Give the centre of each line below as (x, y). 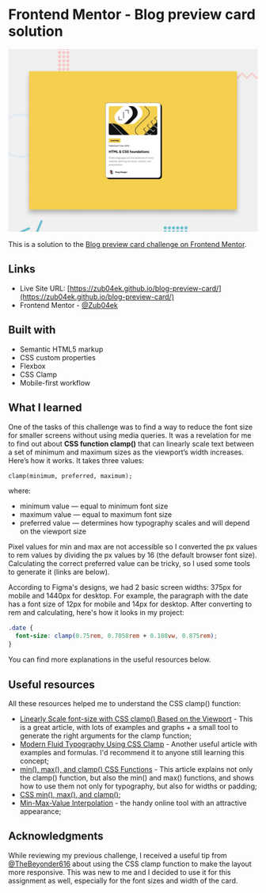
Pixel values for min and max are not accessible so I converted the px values (133, 546)
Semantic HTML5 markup (61, 349)
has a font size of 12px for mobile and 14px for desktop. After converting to (130, 604)
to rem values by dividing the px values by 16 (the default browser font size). (133, 555)
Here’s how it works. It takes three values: (76, 460)
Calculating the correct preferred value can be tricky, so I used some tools (129, 563)
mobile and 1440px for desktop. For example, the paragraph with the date (128, 595)
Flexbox (32, 366)
